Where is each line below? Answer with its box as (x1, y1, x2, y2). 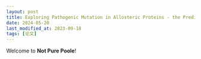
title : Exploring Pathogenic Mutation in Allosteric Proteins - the (6, 14, 181, 20)
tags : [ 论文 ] (6, 31, 37, 37)
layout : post (6, 8, 39, 15)
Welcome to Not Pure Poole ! (6, 47, 77, 54)
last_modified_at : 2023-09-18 (6, 25, 82, 32)
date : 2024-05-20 (6, 20, 50, 26)
